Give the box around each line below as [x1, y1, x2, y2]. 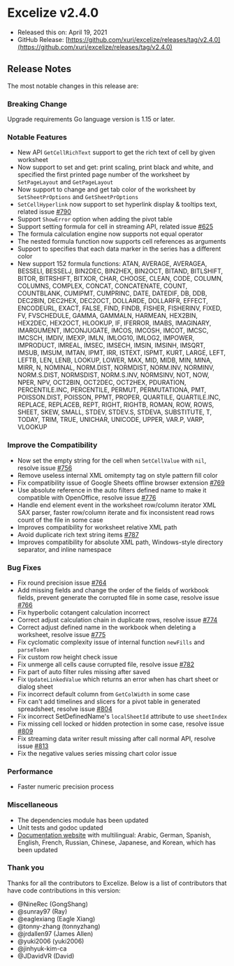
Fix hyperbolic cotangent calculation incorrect [17, 608, 150, 616]
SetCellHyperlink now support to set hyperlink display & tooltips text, [17, 200, 218, 209]
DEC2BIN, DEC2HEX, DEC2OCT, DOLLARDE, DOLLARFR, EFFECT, [17, 297, 208, 305]
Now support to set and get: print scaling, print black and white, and [17, 163, 214, 172]
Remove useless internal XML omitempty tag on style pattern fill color [17, 471, 218, 479]
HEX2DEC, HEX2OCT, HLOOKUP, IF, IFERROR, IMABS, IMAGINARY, [17, 319, 212, 328]
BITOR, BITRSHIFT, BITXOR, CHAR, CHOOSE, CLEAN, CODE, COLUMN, [17, 275, 224, 283]
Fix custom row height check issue [17, 652, 118, 661]
